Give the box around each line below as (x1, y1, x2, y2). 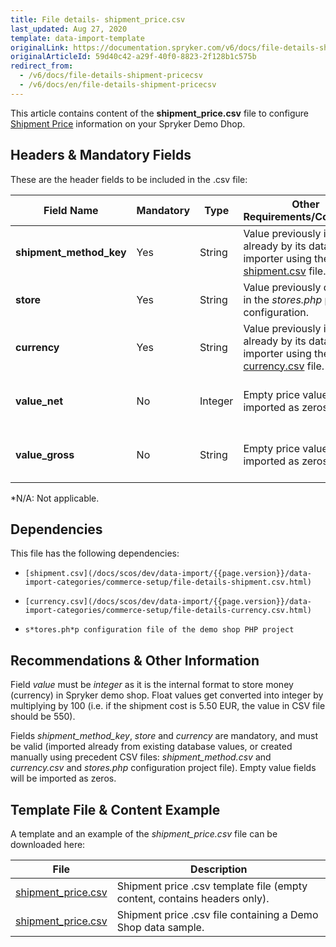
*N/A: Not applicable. (10, 492, 100, 504)
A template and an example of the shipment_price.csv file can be (10, 828, 278, 840)
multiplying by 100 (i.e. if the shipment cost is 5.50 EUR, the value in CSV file (10, 700, 326, 712)
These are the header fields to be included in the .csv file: (10, 173, 248, 185)
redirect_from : (10, 61, 74, 71)
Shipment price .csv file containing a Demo (116, 908, 319, 921)
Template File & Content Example (10, 801, 221, 818)
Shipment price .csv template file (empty (116, 879, 308, 893)
